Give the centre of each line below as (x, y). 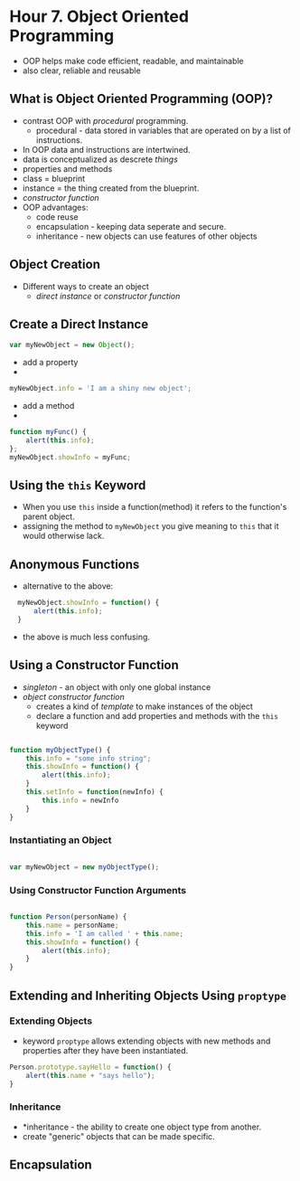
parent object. (48, 516)
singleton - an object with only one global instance (117, 687)
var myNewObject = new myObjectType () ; (84, 867)
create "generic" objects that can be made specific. (118, 1136)
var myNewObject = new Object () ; (72, 345)
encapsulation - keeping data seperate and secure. (131, 226)
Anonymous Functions (75, 564)
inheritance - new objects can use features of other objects (146, 236)
